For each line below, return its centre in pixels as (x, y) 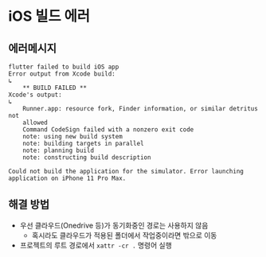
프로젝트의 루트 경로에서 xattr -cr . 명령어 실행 (96, 245)
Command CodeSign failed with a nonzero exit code (108, 130)
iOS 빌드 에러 (49, 16)
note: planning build (58, 150)
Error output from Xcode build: (62, 74)
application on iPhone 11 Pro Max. (67, 178)
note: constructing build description (87, 158)
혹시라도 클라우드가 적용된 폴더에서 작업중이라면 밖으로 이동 (124, 235)
